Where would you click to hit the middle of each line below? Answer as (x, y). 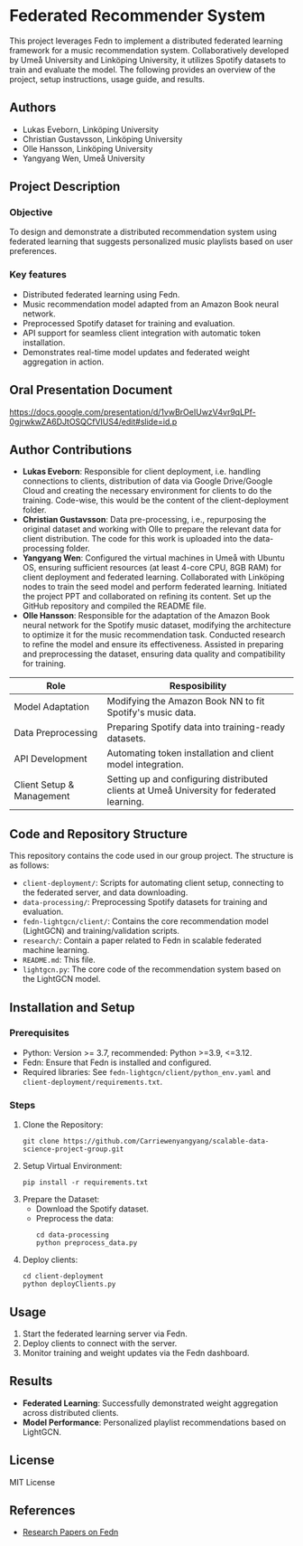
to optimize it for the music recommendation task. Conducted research (154, 635)
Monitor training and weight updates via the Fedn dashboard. (136, 1353)
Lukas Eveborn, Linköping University (91, 129)
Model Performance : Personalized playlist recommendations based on (154, 1422)
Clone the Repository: (63, 1125)
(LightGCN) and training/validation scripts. (101, 931)
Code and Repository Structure (98, 834)
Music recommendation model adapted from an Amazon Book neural (151, 304)
